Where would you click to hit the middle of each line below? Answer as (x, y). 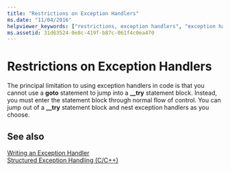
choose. (18, 115)
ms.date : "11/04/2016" (39, 20)
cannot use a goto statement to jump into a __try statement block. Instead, (112, 93)
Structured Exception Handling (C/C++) (63, 160)
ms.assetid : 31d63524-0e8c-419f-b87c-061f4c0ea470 (81, 33)
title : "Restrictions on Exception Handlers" (73, 13)
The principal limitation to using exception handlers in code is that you (106, 86)
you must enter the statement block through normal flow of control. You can (114, 100)
